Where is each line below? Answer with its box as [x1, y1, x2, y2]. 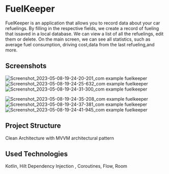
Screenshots [5, 62, 47, 70]
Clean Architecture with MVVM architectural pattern [5, 135, 115, 141]
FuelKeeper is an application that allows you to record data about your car [5, 20, 160, 26]
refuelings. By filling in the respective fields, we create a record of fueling [5, 25, 159, 31]
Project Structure [5, 122, 61, 130]
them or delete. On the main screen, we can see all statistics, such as [5, 36, 151, 42]
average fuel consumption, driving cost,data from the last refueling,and [5, 41, 155, 47]
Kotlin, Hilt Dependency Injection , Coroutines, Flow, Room [5, 163, 127, 169]
